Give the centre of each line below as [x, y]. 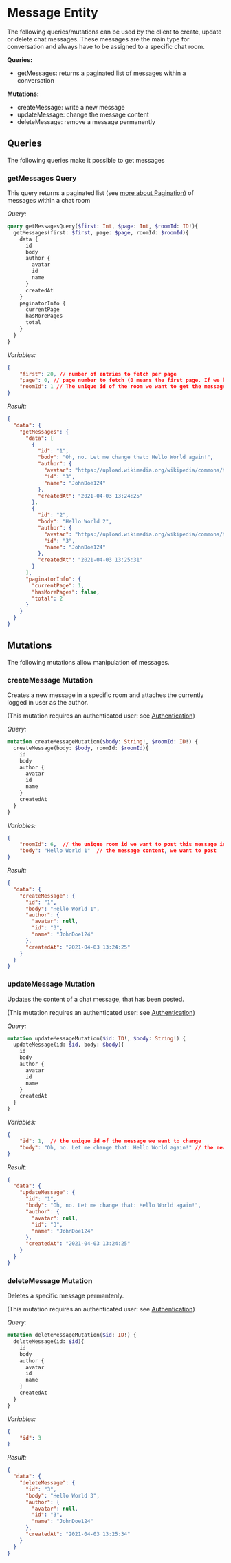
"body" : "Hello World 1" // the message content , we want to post [118, 851]
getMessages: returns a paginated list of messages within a [101, 73]
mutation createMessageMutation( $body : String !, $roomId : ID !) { [102, 742]
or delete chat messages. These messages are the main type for [98, 39]
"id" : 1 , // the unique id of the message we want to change [110, 1141]
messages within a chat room [49, 201]
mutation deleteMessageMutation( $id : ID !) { [72, 1335]
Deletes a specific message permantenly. [66, 1296]
